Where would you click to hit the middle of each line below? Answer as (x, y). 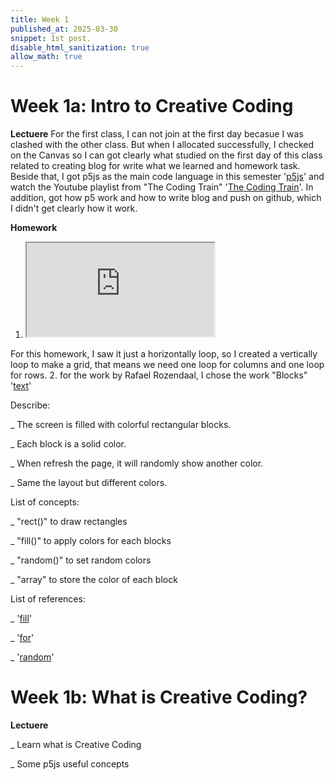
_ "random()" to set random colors (81, 560)
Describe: (30, 405)
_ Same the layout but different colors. (89, 483)
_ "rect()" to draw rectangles (69, 522)
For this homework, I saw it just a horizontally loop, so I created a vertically (164, 354)
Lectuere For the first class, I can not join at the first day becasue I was (157, 134)
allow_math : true (46, 57)
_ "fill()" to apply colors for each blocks (91, 541)
